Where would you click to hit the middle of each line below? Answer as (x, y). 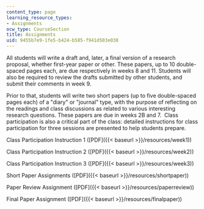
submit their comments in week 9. (49, 84)
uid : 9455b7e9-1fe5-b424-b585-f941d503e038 (63, 40)
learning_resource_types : (39, 18)
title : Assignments (31, 35)
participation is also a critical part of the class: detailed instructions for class (102, 122)
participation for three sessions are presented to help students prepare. (96, 128)
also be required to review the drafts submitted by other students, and (94, 77)
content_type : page (31, 12)
